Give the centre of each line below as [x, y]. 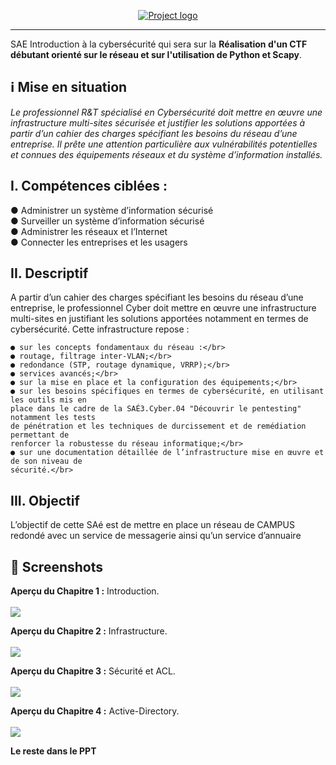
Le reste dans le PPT [53, 751]
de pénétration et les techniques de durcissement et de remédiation [158, 426]
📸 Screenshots [57, 566]
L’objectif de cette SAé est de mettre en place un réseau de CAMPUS [152, 525]
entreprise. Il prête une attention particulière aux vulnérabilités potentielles [164, 144]
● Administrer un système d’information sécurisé [112, 210]
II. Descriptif [49, 273]
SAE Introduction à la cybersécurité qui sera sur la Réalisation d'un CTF [159, 44]
